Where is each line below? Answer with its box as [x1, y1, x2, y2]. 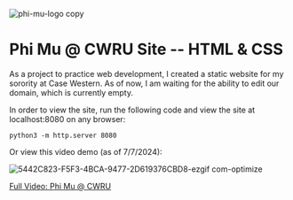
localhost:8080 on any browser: [9, 113, 126, 124]
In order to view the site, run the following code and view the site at [9, 104, 256, 115]
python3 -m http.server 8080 [9, 131, 117, 140]
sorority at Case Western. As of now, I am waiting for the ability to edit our [9, 78, 280, 88]
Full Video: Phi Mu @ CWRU [9, 181, 112, 191]
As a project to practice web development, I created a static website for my [9, 68, 284, 79]
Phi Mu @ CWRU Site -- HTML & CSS [9, 40, 284, 59]
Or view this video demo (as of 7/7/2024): [9, 146, 162, 157]
